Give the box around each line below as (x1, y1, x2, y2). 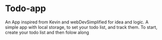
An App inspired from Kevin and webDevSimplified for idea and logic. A (5, 19, 149, 25)
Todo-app (5, 3, 46, 14)
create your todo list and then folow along (5, 29, 90, 35)
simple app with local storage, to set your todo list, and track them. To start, (5, 24, 158, 30)
